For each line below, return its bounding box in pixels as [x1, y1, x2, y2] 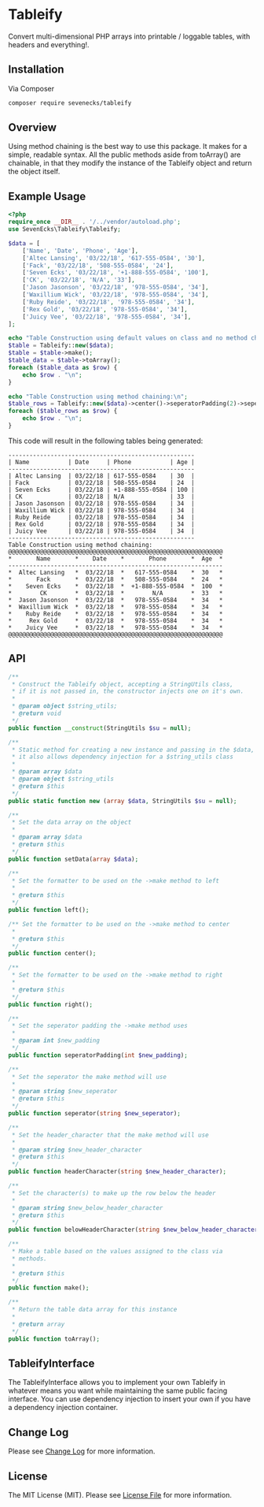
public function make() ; [8, 1284, 90, 1292]
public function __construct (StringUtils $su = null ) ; [8, 724, 192, 732]
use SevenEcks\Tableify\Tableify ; [8, 225, 122, 233]
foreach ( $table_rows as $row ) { [8, 407, 118, 415]
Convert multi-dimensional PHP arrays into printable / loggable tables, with [8, 32, 251, 41]
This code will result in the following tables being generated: [8, 436, 203, 445]
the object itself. [8, 167, 60, 177]
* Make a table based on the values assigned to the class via [11, 1248, 223, 1256]
